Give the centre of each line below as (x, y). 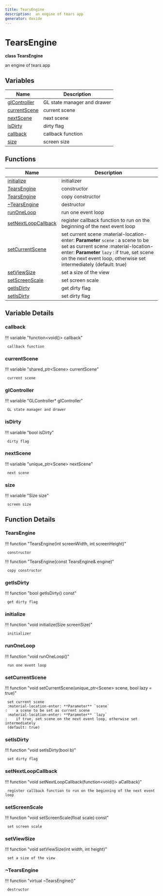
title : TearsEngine (25, 9)
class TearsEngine (24, 56)
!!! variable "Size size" (27, 496)
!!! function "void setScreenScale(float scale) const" (57, 817)
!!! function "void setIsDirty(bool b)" (41, 750)
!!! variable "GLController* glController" (44, 401)
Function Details (30, 519)
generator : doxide (24, 18)
